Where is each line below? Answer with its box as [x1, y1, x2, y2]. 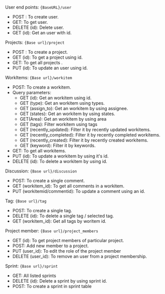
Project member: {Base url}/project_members [5, 228, 98, 234]
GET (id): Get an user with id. [12, 30, 72, 35]
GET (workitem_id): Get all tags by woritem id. [12, 218, 107, 224]
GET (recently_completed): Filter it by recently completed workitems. [19, 132, 161, 138]
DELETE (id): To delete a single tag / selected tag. [12, 213, 114, 219]
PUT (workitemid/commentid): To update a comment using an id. [12, 188, 145, 194]
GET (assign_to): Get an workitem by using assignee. [19, 106, 128, 111]
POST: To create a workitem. [12, 84, 71, 90]
